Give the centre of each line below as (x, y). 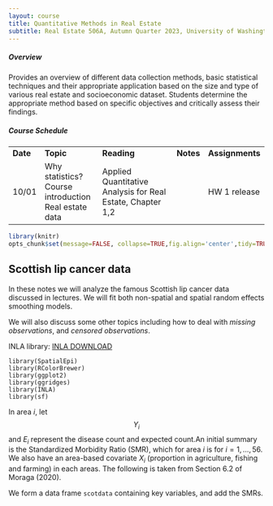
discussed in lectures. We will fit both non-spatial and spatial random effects (136, 297)
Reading (119, 154)
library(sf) (28, 396)
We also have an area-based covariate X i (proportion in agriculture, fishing (133, 459)
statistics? (64, 177)
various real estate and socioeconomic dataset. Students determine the (128, 95)
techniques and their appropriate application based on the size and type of (133, 86)
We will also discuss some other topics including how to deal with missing (132, 322)
